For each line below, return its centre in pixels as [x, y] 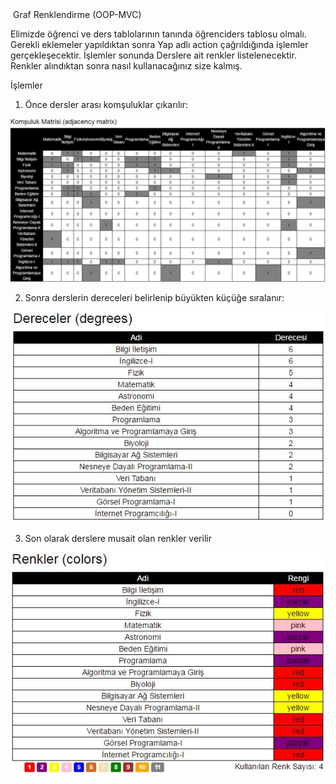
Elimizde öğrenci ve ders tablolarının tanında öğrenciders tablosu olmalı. [158, 34]
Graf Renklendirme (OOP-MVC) [77, 14]
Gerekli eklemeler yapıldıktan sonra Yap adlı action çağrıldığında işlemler [159, 44]
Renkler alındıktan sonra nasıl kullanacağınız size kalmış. [126, 66]
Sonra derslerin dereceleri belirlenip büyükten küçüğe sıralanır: [154, 297]
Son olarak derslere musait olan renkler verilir [118, 538]
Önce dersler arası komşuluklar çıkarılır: [106, 104]
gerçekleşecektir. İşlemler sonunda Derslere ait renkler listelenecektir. [153, 55]
